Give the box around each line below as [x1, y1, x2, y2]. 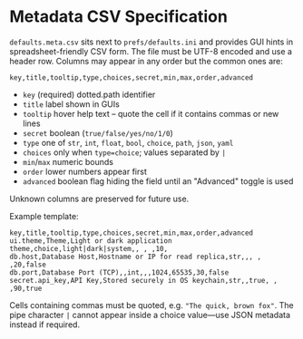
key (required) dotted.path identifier [22, 89, 156, 100]
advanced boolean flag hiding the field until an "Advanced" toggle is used [22, 175, 294, 187]
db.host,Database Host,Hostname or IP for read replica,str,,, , [9, 252, 261, 261]
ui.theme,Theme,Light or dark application [9, 236, 172, 246]
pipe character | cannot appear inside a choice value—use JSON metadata [9, 309, 291, 320]
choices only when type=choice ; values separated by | [22, 147, 227, 158]
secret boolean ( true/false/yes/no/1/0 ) [22, 127, 174, 138]
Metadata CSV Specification [9, 6, 229, 27]
